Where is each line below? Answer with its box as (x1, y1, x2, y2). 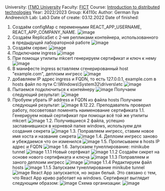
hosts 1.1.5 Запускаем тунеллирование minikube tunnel (12, 165, 145, 170)
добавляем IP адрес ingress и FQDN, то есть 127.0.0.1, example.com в (12, 76, 156, 82)
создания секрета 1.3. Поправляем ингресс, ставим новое (12, 128, 154, 134)
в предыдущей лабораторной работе (12, 40, 90, 46)
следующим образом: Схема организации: (12, 180, 121, 186)
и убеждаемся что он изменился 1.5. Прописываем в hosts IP (12, 139, 160, 144)
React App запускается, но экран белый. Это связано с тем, (31, 170, 157, 175)
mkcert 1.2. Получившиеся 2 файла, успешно (12, 118, 125, 123)
